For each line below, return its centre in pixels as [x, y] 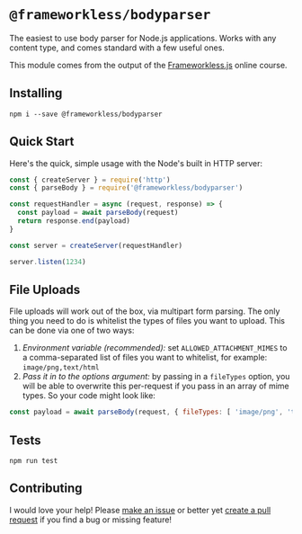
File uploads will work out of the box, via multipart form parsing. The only [145, 311]
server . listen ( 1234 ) [48, 262]
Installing [36, 93]
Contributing [46, 489]
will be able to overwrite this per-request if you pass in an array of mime [155, 386]
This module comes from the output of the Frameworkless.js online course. [148, 65]
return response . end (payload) [74, 221]
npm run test [34, 461]
